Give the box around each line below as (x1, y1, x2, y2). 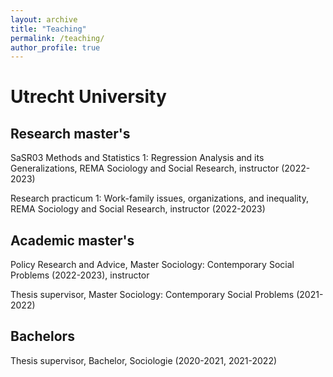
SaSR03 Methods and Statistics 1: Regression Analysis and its (10, 152, 265, 164)
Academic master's (10, 232, 135, 249)
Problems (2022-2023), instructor (10, 269, 150, 281)
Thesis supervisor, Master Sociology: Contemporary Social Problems (10, 289, 295, 301)
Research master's (10, 125, 131, 142)
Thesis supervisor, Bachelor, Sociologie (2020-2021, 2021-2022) (10, 354, 278, 366)
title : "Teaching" (10, 24, 87, 34)
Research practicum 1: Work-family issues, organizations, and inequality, (10, 192, 309, 205)
